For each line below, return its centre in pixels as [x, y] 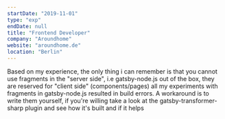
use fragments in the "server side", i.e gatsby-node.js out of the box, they [111, 78]
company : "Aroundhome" [39, 39]
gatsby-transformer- [188, 100]
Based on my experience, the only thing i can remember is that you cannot [113, 71]
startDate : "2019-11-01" [43, 13]
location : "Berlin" [35, 52]
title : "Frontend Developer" [49, 33]
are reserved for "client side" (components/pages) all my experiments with [113, 86]
